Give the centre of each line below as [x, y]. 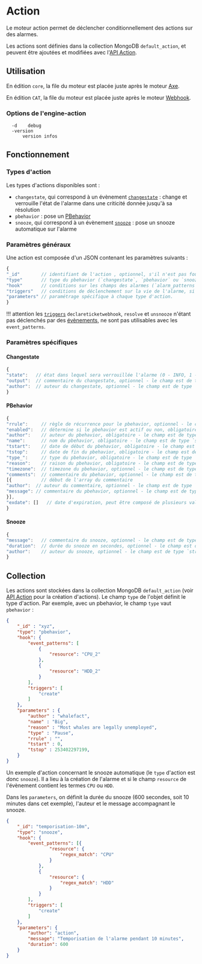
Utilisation [26, 72]
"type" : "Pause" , [51, 733]
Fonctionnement [38, 155]
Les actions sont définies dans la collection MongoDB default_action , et [96, 46]
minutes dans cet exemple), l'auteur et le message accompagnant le [91, 803]
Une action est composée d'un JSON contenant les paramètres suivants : [97, 258]
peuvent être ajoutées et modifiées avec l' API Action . [72, 52]
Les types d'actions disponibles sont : [53, 185]
